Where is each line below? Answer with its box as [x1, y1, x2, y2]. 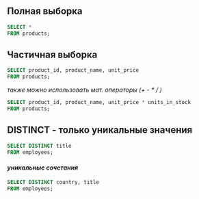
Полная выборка [7, 5, 83, 17]
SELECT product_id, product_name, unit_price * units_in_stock [7, 99, 191, 106]
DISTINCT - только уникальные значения [7, 124, 193, 136]
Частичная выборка [7, 49, 98, 60]
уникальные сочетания [7, 163, 79, 172]
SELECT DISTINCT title [7, 142, 72, 149]
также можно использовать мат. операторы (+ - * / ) [7, 85, 162, 94]
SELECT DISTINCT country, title [7, 178, 99, 185]
